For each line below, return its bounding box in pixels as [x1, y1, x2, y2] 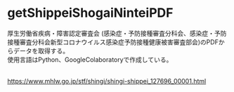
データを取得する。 [13, 46, 69, 55]
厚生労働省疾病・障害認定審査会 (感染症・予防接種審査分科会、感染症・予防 [7, 29, 227, 37]
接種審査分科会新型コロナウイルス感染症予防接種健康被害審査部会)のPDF [7, 37, 219, 46]
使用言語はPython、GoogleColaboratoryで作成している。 [7, 55, 173, 64]
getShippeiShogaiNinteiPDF [7, 5, 174, 21]
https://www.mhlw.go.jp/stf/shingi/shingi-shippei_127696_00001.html [7, 77, 207, 85]
